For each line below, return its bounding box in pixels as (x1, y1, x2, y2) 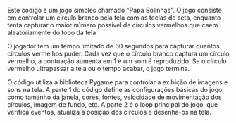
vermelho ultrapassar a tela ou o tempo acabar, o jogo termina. (7, 65, 190, 72)
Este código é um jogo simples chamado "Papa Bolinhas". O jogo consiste (7, 6, 222, 14)
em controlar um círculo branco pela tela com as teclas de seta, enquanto (7, 13, 221, 22)
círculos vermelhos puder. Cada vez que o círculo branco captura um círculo (7, 49, 230, 58)
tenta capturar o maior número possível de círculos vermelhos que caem (7, 21, 218, 29)
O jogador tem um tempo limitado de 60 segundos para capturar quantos (7, 42, 220, 50)
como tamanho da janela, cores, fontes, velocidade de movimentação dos (7, 93, 222, 101)
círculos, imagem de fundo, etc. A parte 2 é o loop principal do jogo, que (7, 101, 218, 108)
